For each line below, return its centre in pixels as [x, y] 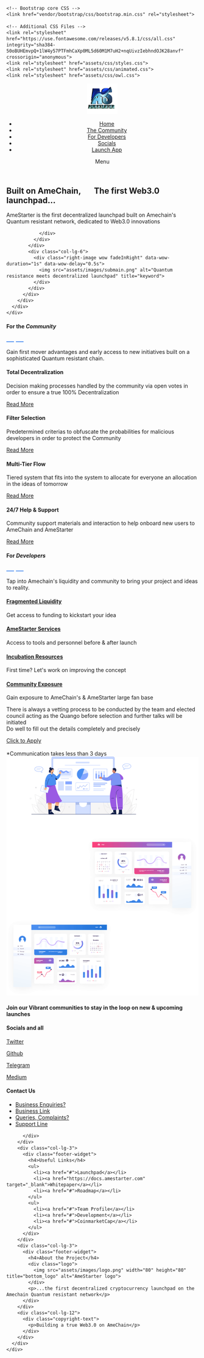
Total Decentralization [35, 372]
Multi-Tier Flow [26, 464]
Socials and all [25, 1028]
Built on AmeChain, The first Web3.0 [83, 191]
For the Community [31, 327]
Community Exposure [34, 684]
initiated [16, 723]
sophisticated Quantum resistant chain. [55, 358]
